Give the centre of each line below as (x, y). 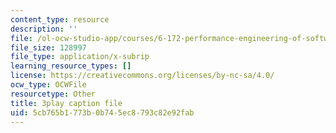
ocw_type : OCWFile (48, 85)
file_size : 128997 (48, 47)
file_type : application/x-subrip (80, 57)
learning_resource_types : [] (71, 66)
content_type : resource (60, 19)
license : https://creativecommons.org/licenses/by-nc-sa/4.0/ (142, 76)
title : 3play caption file (66, 103)
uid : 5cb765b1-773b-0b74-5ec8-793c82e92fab (102, 112)
